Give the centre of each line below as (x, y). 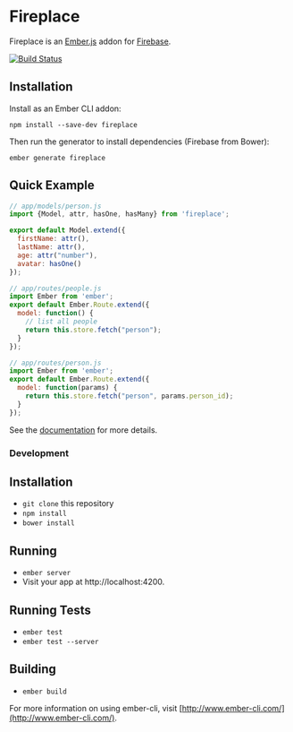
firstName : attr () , (54, 239)
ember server (46, 573)
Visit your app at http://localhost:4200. (93, 582)
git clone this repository (68, 504)
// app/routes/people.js (55, 288)
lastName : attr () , (52, 247)
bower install (48, 523)
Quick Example (52, 185)
